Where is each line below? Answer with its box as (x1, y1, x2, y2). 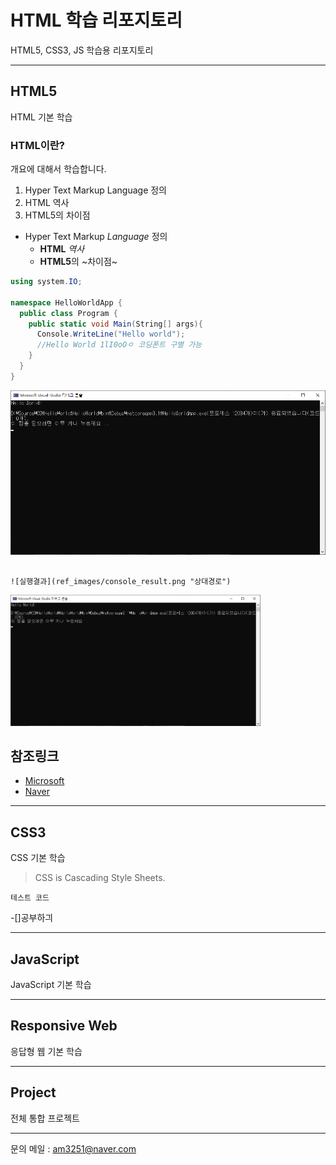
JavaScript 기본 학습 (10, 979, 92, 990)
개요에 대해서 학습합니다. (10, 163, 107, 175)
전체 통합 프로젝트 (10, 1112, 80, 1124)
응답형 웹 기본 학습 (10, 1045, 83, 1057)
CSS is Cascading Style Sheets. (34, 872, 166, 884)
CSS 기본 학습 (10, 852, 66, 864)
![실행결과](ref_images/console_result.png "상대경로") (10, 577, 232, 587)
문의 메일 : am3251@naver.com (10, 1142, 137, 1155)
